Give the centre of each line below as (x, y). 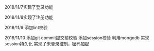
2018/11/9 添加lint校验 (26, 27)
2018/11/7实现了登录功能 (29, 7)
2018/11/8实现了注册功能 (29, 17)
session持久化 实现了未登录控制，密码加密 (47, 44)
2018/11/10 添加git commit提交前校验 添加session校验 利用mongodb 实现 (77, 38)
